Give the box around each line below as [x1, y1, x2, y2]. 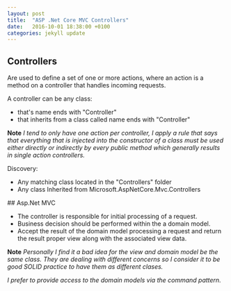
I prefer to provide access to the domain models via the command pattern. [7, 276, 221, 285]
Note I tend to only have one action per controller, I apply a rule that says [7, 129, 218, 138]
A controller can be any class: [7, 94, 93, 103]
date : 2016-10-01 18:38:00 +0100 [7, 23, 111, 30]
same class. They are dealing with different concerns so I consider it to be [7, 255, 221, 264]
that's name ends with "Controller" [17, 108, 117, 117]
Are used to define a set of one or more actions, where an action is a [7, 74, 204, 82]
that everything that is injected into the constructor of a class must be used [7, 136, 224, 144]
